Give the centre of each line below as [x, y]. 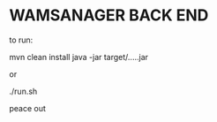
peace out [28, 108]
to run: [21, 40]
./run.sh [23, 91]
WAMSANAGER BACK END [109, 15]
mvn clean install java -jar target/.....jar [79, 57]
